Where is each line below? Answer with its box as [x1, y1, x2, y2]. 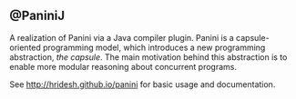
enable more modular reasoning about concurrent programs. [9, 61, 238, 72]
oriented [9, 42, 41, 53]
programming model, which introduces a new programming [42, 42, 266, 53]
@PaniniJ [9, 8, 66, 24]
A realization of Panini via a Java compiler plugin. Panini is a [9, 32, 234, 43]
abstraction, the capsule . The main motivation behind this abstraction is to [9, 51, 288, 63]
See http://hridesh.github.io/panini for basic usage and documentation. [9, 78, 276, 90]
